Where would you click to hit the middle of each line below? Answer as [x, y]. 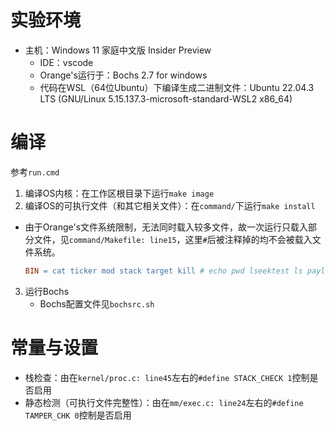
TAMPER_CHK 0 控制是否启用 [78, 415]
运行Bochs [47, 291]
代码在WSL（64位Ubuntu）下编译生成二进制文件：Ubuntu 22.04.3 [177, 87]
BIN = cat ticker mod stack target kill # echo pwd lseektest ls [163, 271]
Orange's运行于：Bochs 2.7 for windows [123, 75]
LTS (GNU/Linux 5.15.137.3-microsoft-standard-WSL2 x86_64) [166, 98]
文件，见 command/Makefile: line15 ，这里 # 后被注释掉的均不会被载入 [173, 239]
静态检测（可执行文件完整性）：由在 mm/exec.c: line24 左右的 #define [164, 402]
